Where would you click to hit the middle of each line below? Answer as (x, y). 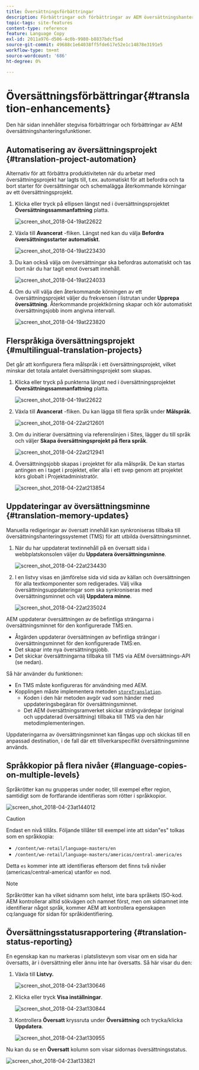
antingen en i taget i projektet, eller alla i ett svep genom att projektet (99, 470)
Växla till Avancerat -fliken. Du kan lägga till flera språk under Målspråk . (103, 412)
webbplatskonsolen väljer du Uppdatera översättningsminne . (91, 554)
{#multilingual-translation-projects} (74, 350)
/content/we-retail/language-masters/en (65, 848)
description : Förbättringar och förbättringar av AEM (74, 17)
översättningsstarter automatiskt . (57, 239)
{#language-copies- (149, 766)
